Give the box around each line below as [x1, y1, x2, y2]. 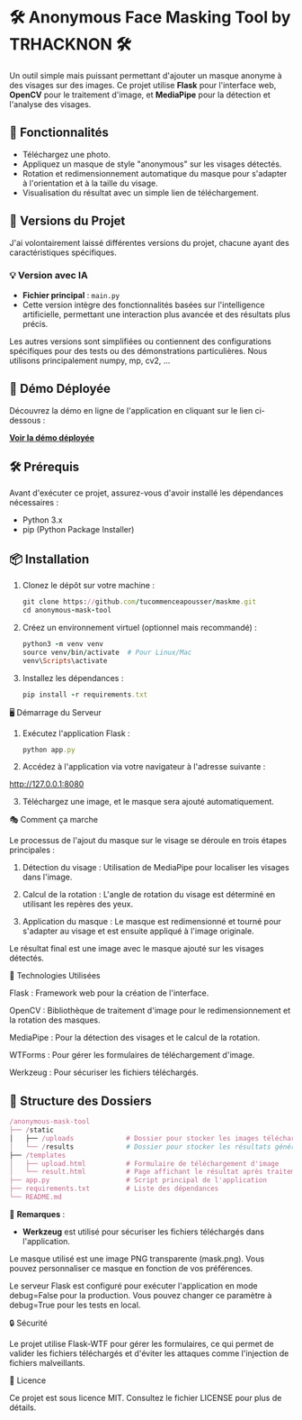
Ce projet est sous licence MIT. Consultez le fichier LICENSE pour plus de [9, 1392, 282, 1403]
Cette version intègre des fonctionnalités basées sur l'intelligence [22, 299, 265, 310]
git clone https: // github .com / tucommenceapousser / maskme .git [22, 597, 257, 606]
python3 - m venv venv [22, 640, 103, 649]
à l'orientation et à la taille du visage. [22, 177, 159, 188]
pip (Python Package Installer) [22, 524, 135, 535]
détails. [9, 1402, 37, 1413]
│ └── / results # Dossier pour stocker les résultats [9, 1142, 271, 1151]
